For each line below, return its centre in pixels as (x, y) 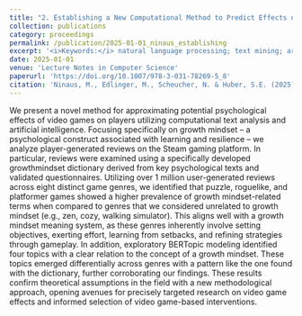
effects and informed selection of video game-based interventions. (133, 302)
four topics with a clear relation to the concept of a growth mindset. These (147, 254)
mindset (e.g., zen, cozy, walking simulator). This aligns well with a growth (147, 215)
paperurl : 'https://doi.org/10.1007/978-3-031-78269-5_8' (120, 77)
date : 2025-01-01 (42, 59)
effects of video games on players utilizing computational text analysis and (147, 120)
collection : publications (58, 26)
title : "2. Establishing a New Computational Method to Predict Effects (148, 18)
